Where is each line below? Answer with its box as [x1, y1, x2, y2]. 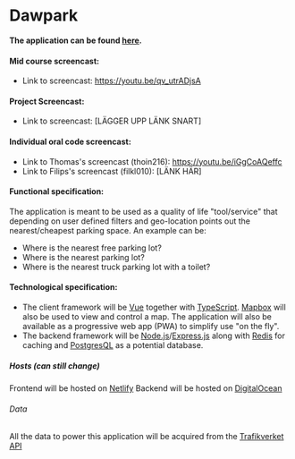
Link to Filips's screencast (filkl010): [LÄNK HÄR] [21, 166, 202, 176]
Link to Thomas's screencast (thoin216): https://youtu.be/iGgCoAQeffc [21, 156, 282, 166]
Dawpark [9, 5, 79, 26]
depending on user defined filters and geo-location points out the [9, 216, 250, 226]
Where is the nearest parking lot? [21, 251, 145, 262]
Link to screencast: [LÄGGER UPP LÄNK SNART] [21, 115, 202, 126]
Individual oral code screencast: [9, 136, 131, 147]
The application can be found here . [9, 35, 143, 46]
